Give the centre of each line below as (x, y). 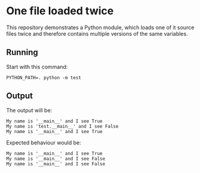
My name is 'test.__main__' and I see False (62, 126)
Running (22, 53)
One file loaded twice (60, 11)
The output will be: (29, 110)
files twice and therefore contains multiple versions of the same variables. (97, 33)
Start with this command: (37, 67)
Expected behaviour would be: (44, 142)
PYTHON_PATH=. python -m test (44, 78)
